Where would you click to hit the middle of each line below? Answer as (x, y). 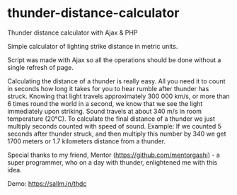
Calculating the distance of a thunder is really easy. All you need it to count (116, 81)
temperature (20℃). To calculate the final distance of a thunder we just (111, 119)
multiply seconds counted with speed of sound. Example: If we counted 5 (114, 126)
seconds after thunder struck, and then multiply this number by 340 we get (117, 134)
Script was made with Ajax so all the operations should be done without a (114, 60)
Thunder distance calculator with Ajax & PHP (73, 32)
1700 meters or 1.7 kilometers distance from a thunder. (87, 141)
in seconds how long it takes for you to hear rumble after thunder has (108, 88)
